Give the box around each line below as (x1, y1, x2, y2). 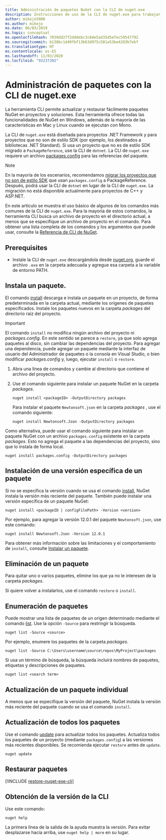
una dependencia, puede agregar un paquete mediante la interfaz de (5, 345, 146, 351)
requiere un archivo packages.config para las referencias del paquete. (5, 153, 149, 159)
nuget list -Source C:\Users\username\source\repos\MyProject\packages (5, 648, 156, 653)
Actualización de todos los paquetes (5, 718, 120, 727)
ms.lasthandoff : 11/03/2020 (5, 53, 63, 59)
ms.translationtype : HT (5, 44, 55, 49)
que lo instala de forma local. (5, 444, 64, 450)
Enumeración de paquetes (5, 602, 88, 610)
